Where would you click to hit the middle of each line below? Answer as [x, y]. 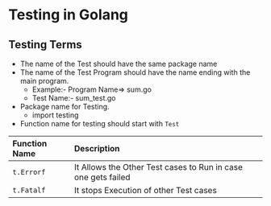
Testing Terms [45, 45]
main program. [44, 81]
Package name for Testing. [65, 107]
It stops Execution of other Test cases [146, 190]
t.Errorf [29, 172]
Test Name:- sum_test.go [74, 98]
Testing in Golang [69, 15]
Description [97, 148]
